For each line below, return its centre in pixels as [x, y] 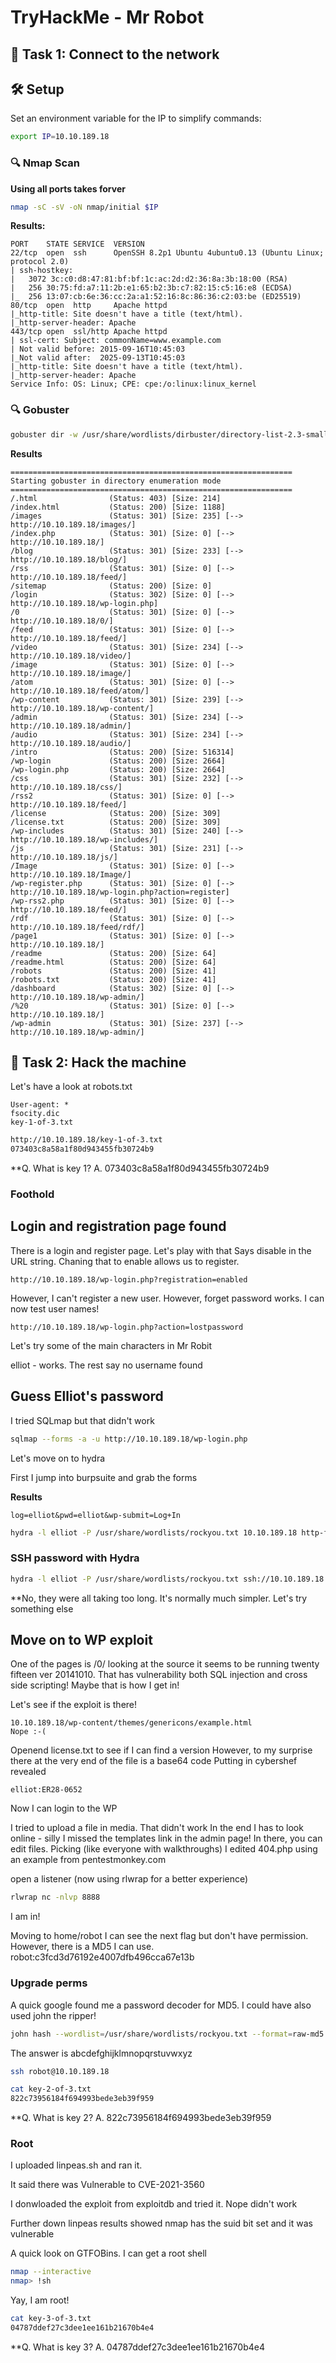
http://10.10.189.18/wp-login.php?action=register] [120, 892]
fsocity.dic [35, 1114]
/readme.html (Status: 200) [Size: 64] [113, 962]
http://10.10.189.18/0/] [62, 621]
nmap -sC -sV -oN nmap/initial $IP [84, 207]
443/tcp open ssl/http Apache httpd [89, 332]
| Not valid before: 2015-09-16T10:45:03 [98, 349]
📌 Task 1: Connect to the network [115, 54]
